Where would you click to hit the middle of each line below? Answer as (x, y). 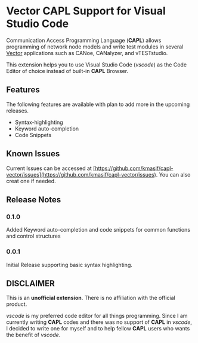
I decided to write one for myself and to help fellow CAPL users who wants (98, 329)
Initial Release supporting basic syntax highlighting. (69, 265)
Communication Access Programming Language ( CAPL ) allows (84, 40)
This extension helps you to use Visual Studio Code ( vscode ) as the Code (96, 65)
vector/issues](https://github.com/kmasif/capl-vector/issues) (81, 174)
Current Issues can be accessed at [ (51, 168)
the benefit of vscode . (33, 335)
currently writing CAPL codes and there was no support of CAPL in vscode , (99, 322)
